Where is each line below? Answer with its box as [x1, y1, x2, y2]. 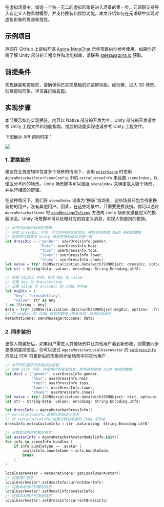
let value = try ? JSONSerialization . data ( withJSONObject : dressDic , [5, 262, 147, 266]
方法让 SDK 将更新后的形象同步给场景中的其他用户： [5, 353, 111, 358]
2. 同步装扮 [5, 329, 31, 335]
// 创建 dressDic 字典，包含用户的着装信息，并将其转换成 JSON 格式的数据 [5, 230, 142, 235]
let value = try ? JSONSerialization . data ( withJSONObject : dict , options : [5, 394, 159, 399]
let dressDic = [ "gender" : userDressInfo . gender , [5, 239, 108, 244]
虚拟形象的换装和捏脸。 [5, 17, 52, 22]
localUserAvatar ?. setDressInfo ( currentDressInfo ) [5, 498, 108, 503]
